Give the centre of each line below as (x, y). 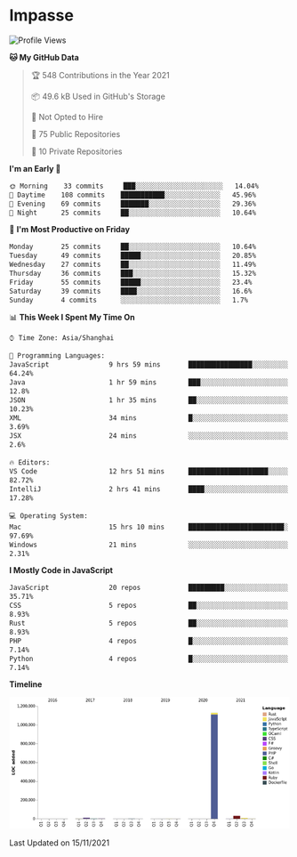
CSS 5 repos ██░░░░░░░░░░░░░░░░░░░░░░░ (149, 605)
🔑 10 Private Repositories (76, 151)
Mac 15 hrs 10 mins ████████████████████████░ (149, 527)
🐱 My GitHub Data (44, 57)
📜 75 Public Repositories (76, 133)
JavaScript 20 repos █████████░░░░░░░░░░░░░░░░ (149, 587)
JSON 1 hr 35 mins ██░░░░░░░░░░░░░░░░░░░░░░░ (149, 400)
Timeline (26, 684)
